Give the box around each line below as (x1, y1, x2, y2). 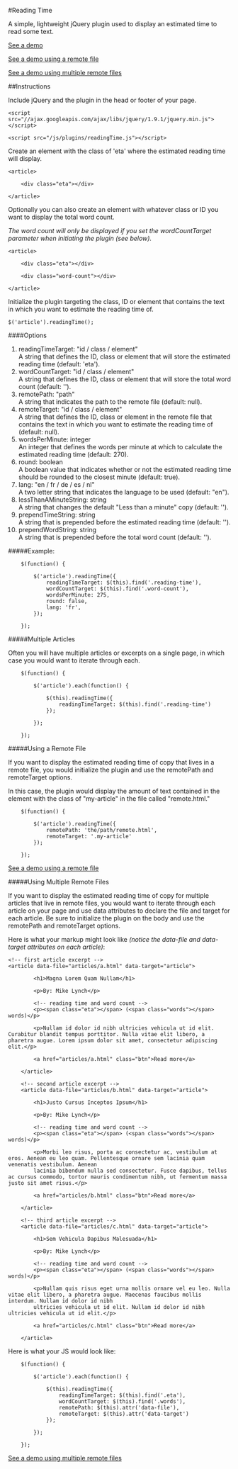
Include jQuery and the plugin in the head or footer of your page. (8, 96, 197, 104)
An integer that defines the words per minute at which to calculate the (18, 443, 222, 451)
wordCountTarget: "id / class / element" (18, 368, 135, 376)
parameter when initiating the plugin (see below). (8, 234, 152, 242)
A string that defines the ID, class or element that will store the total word (18, 375, 231, 383)
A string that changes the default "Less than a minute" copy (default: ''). (18, 503, 229, 511)
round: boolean (18, 458, 63, 466)
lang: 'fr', (45, 604, 81, 611)
